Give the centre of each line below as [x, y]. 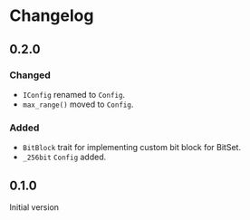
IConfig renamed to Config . [73, 94]
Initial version [34, 207]
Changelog [52, 16]
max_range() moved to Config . [78, 104]
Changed [30, 75]
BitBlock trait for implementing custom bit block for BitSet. [132, 148]
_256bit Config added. [64, 157]
